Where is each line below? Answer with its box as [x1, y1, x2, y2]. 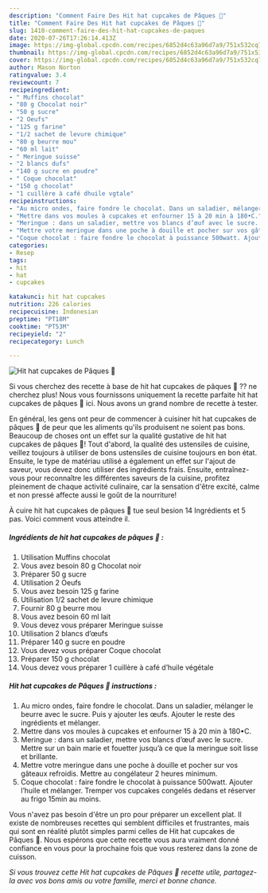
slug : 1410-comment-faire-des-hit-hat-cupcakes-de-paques [9, 26, 205, 34]
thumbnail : [9, 49, 45, 57]
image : [9, 41, 31, 49]
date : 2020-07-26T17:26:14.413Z [9, 33, 116, 42]
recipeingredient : [9, 85, 70, 94]
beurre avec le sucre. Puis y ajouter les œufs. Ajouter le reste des [20, 710, 235, 719]
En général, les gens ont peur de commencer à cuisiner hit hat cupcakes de [9, 414, 257, 423]
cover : [9, 57, 31, 65]
